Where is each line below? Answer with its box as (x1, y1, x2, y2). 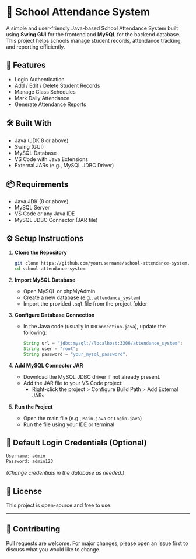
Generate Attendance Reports (14, 101, 86, 108)
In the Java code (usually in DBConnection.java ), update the (23, 323, 166, 330)
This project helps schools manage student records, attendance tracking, (6, 37, 183, 44)
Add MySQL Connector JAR (14, 362, 83, 369)
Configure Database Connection (14, 311, 95, 318)
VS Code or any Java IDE (14, 210, 75, 217)
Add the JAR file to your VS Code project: (23, 379, 123, 386)
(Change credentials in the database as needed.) (6, 469, 125, 476)
